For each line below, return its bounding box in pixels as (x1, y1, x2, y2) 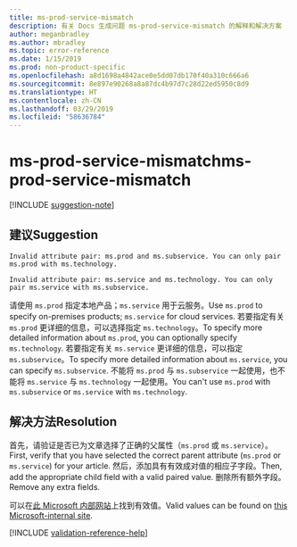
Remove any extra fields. (9, 481, 101, 492)
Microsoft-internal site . (9, 510, 94, 520)
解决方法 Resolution (9, 414, 118, 429)
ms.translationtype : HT (9, 87, 98, 96)
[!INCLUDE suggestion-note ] (9, 200, 115, 211)
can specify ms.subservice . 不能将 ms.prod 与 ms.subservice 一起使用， (9, 365, 270, 376)
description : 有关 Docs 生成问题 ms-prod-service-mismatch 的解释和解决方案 (9, 21, 283, 30)
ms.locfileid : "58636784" (9, 112, 105, 121)
